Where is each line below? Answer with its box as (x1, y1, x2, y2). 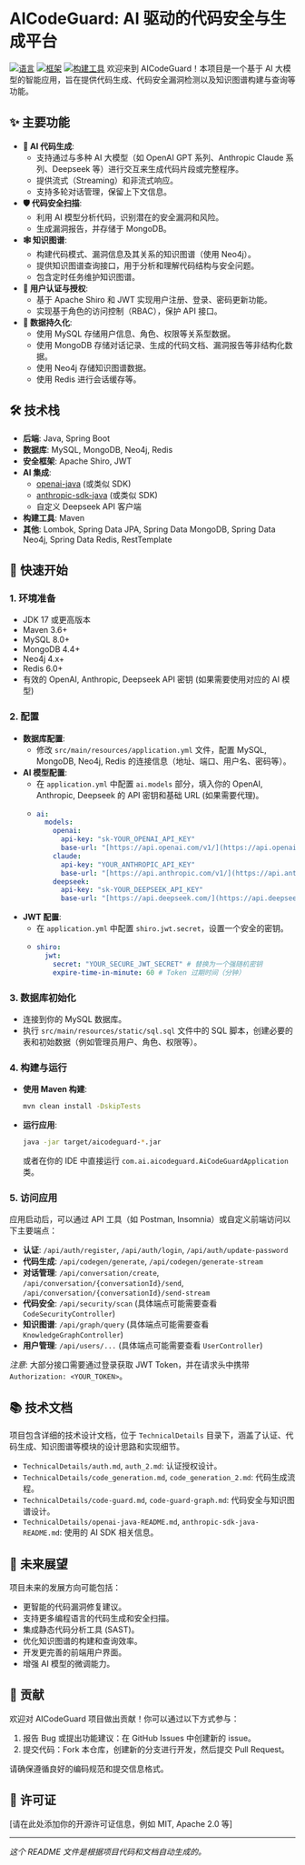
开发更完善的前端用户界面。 (22, 1647, 127, 1658)
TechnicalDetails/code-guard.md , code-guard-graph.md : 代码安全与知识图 (22, 1495, 295, 1506)
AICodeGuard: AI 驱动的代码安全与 (9, 8, 271, 29)
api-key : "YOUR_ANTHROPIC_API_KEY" (60, 860, 195, 869)
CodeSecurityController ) (22, 1309, 116, 1319)
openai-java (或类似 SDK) (35, 478, 132, 489)
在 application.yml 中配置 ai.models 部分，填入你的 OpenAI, (35, 778, 263, 789)
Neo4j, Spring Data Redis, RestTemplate (22, 534, 172, 545)
